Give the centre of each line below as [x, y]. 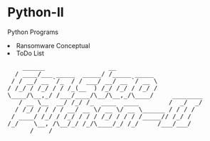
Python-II [36, 12]
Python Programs [33, 32]
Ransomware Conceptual [53, 45]
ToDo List [31, 53]
